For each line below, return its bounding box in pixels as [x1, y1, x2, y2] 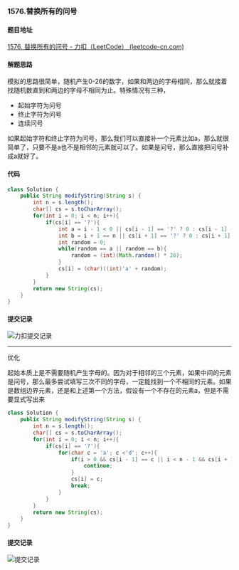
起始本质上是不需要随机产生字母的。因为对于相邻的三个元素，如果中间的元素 [7, 369, 232, 377]
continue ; [83, 463, 113, 470]
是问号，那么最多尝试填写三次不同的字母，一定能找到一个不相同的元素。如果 [7, 377, 232, 386]
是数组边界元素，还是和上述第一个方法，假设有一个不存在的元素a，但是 [7, 386, 217, 395]
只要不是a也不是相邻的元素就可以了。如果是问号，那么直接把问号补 [31, 143, 229, 152]
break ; [70, 482, 91, 490]
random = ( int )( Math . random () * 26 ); [70, 252, 183, 259]
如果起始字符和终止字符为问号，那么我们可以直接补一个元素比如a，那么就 [7, 134, 223, 143]
